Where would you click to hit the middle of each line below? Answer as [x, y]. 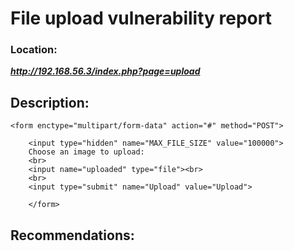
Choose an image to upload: [86, 152]
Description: [50, 102]
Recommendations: [72, 235]
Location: [34, 50]
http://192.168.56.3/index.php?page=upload [105, 71]
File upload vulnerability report [141, 18]
